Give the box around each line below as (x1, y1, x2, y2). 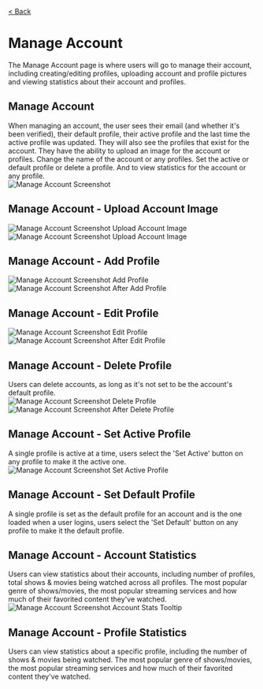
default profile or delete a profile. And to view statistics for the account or (8, 162, 246, 172)
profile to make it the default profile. (8, 526, 124, 535)
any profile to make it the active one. (8, 456, 127, 466)
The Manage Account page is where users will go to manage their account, (8, 60, 252, 69)
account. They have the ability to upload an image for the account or (8, 146, 231, 155)
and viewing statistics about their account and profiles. (8, 76, 187, 86)
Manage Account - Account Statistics (8, 549, 197, 562)
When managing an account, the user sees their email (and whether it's (8, 121, 240, 130)
